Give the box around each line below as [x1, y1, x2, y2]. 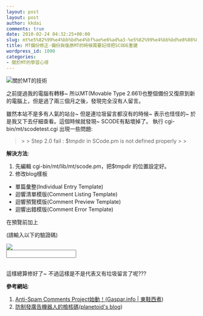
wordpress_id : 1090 [6, 48, 56, 54]
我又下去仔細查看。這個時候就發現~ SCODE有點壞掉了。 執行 [11, 117, 164, 124]
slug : [6, 37, 20, 43]
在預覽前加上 [6, 218, 38, 225]
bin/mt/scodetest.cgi [6, 125, 59, 132]
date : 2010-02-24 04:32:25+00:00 [6, 31, 91, 37]
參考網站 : [6, 282, 30, 290]
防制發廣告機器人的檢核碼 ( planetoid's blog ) [14, 303, 123, 310]
